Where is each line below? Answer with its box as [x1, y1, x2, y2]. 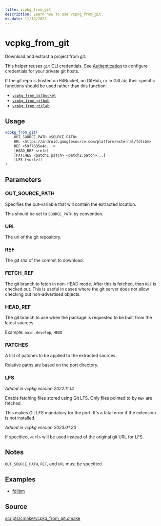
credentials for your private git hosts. [5, 68, 80, 74]
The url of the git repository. [5, 234, 62, 240]
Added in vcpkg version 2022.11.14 [5, 385, 74, 391]
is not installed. [5, 415, 36, 421]
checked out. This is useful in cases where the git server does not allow [5, 286, 149, 292]
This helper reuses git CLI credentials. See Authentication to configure [5, 63, 148, 69]
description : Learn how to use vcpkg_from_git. [5, 12, 104, 17]
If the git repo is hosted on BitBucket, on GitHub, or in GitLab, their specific [5, 78, 155, 84]
